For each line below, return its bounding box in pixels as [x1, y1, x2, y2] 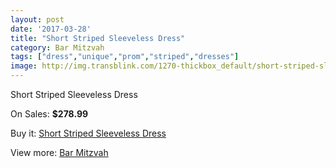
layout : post [10, 14, 65, 25]
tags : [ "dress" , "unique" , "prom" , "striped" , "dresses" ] [10, 52, 240, 62]
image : [10, 61, 38, 71]
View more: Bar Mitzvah [10, 147, 109, 158]
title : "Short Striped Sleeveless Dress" [10, 33, 186, 43]
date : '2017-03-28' [10, 24, 92, 34]
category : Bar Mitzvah [10, 42, 105, 53]
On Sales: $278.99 [10, 108, 89, 120]
